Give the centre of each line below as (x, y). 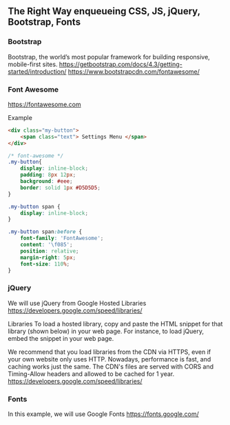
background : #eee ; (46, 181)
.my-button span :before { (45, 232)
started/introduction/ (37, 71)
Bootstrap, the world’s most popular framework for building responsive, (109, 57)
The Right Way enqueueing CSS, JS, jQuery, (104, 11)
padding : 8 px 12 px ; (48, 175)
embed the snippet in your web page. (61, 338)
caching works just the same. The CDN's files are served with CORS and (111, 366)
